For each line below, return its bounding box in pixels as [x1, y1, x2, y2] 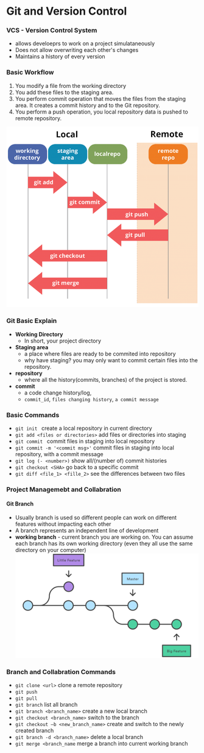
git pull [15, 696, 38, 702]
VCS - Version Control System [6, 26, 97, 35]
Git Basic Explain [6, 316, 57, 325]
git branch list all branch [15, 701, 78, 708]
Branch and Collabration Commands [6, 668, 116, 676]
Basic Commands [6, 410, 60, 419]
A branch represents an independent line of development [15, 527, 159, 534]
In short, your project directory [24, 337, 102, 344]
